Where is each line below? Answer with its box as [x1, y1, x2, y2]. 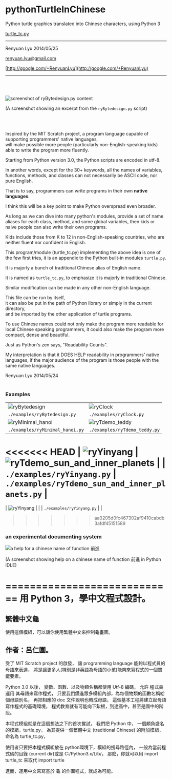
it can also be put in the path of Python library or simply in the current [5, 300, 152, 306]
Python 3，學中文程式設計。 [30, 593, 151, 604]
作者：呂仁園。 [5, 646, 53, 654]
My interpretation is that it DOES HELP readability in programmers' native [5, 352, 160, 358]
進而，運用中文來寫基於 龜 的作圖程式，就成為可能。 [5, 768, 116, 774]
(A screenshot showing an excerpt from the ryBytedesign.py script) [5, 105, 147, 111]
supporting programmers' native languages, [5, 136, 98, 142]
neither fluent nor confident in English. [5, 239, 86, 245]
